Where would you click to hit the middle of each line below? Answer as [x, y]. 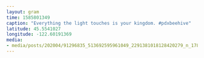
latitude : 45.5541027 [34, 29]
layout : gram [23, 12]
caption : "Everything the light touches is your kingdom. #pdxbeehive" [99, 23]
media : [15, 40]
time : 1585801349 [28, 18]
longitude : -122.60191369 [39, 34]
